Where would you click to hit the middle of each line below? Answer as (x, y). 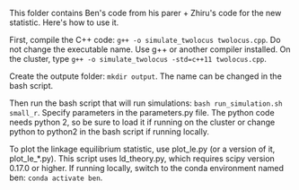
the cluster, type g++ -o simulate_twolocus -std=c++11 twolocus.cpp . (138, 59)
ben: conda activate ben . (56, 177)
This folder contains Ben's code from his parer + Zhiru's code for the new (145, 13)
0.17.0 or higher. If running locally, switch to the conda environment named (147, 168)
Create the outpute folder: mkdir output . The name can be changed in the (146, 76)
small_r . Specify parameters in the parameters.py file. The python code (142, 112)
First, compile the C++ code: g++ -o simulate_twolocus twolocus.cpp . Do (145, 40)
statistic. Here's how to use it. (64, 22)
